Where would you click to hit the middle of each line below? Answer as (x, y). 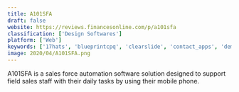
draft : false (27, 21)
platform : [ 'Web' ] (34, 40)
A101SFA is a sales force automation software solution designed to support (117, 73)
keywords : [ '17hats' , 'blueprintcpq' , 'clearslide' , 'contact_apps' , (113, 47)
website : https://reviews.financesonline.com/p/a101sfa (92, 27)
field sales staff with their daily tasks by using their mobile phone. (103, 81)
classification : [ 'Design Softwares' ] (65, 34)
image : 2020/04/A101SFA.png (49, 54)
